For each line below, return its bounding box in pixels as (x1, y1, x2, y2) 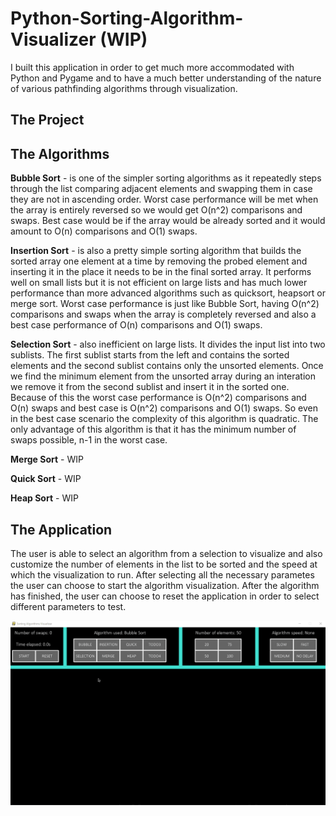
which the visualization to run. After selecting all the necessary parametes (10, 568, 315, 581)
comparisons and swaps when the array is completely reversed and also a (10, 308, 317, 321)
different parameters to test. (10, 600, 127, 612)
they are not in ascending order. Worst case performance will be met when (10, 193, 319, 206)
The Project (10, 112, 85, 129)
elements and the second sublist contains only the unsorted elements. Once (10, 360, 324, 372)
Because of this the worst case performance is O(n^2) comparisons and (10, 392, 307, 404)
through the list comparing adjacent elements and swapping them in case (10, 183, 313, 195)
